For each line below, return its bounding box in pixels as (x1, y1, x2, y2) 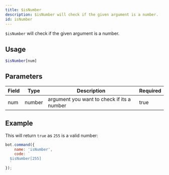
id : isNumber (5, 17, 33, 22)
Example (5, 119, 33, 128)
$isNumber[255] (10, 156, 42, 161)
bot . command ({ (5, 142, 35, 147)
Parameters (5, 72, 43, 81)
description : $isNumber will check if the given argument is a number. (5, 12, 158, 17)
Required (139, 87, 161, 94)
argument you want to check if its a (47, 96, 131, 103)
